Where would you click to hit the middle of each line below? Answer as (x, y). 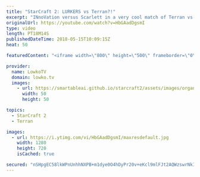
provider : (18, 66)
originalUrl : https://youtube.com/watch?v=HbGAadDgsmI (76, 23)
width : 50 (34, 94)
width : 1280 (32, 143)
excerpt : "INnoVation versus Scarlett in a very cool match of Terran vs (100, 17)
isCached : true (36, 154)
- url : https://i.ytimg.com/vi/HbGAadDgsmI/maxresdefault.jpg (90, 137)
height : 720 (32, 148)
